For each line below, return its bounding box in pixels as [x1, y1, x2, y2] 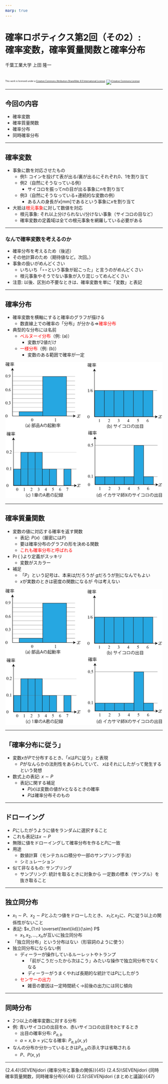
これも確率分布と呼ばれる [19, 547, 73, 553]
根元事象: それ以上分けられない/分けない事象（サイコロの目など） [19, 211, 156, 217]
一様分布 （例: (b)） [19, 346, 59, 352]
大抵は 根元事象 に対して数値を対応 [12, 205, 83, 211]
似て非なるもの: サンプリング [12, 864, 72, 870]
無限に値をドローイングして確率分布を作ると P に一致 [12, 839, 121, 845]
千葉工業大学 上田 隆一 [5, 62, 51, 68]
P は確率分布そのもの [27, 792, 70, 798]
